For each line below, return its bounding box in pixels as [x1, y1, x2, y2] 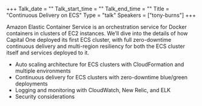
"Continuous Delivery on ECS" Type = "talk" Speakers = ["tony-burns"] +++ [6, 12, 196, 19]
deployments [15, 80, 49, 87]
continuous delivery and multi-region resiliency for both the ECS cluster [6, 42, 186, 50]
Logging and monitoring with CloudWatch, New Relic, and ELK [15, 87, 171, 93]
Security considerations [15, 93, 75, 100]
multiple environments [15, 67, 71, 75]
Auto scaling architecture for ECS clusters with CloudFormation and [15, 61, 184, 68]
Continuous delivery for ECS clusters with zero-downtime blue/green [15, 74, 188, 81]
